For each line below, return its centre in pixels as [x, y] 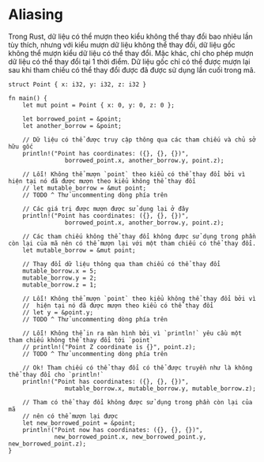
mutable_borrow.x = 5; [60, 271]
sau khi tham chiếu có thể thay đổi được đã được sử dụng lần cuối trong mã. [132, 69]
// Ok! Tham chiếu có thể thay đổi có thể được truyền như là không [138, 368]
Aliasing [36, 15]
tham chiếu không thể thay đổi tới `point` [81, 340]
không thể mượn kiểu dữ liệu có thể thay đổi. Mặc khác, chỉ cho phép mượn [131, 53]
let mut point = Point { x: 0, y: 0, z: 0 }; [99, 105]
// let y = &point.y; [58, 312]
